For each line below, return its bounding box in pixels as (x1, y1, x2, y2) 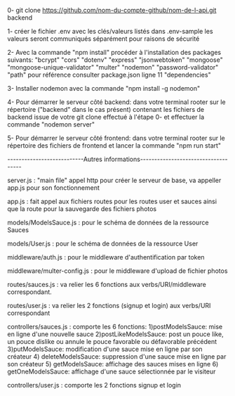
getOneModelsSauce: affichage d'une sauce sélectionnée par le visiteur (7, 367, 216, 376)
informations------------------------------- (104, 155, 228, 163)
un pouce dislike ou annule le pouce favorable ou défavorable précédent (7, 338, 217, 345)
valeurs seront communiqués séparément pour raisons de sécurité (7, 34, 200, 43)
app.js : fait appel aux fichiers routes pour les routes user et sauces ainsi (7, 197, 217, 205)
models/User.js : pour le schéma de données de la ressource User (7, 239, 199, 248)
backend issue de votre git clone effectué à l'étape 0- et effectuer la (7, 113, 205, 121)
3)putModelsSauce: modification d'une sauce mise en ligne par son (7, 345, 203, 353)
